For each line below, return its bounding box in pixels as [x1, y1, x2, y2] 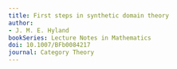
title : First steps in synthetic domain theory [8, 11, 170, 20]
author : [8, 19, 34, 27]
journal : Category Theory [8, 48, 94, 56]
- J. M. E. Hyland [8, 26, 69, 34]
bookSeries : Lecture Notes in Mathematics [8, 33, 151, 42]
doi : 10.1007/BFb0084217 [8, 41, 91, 49]
